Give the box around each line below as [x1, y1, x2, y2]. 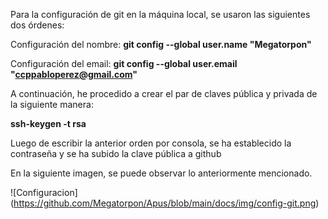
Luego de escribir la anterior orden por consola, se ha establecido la [10, 137, 292, 149]
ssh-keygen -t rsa [10, 118, 87, 129]
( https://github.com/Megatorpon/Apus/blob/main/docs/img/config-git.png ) [10, 197, 320, 209]
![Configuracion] [10, 187, 78, 198]
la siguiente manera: [10, 99, 94, 110]
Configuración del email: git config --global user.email [10, 58, 238, 69]
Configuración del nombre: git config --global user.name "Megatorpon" [10, 39, 312, 50]
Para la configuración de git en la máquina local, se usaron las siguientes [10, 9, 311, 20]
